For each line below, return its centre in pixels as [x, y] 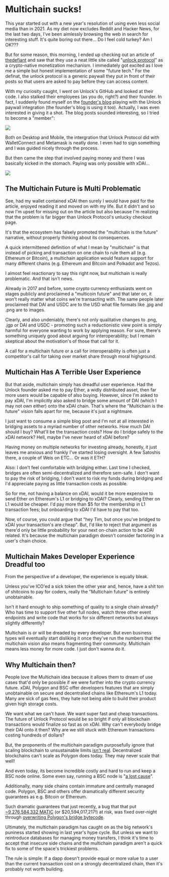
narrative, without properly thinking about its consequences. [68, 237]
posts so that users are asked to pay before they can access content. [77, 81]
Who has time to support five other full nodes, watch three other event [78, 612]
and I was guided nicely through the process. [52, 148]
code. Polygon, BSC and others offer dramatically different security [75, 792]
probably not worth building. [34, 869]
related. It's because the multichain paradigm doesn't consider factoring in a [84, 535]
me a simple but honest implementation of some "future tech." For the [77, 71]
